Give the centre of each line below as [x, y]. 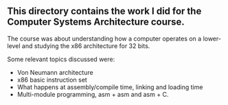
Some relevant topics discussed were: [61, 59]
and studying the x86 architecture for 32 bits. [86, 46]
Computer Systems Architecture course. [96, 22]
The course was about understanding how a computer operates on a [104, 38]
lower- [212, 38]
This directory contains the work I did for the [104, 11]
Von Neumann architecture [55, 72]
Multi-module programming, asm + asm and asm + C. [93, 94]
